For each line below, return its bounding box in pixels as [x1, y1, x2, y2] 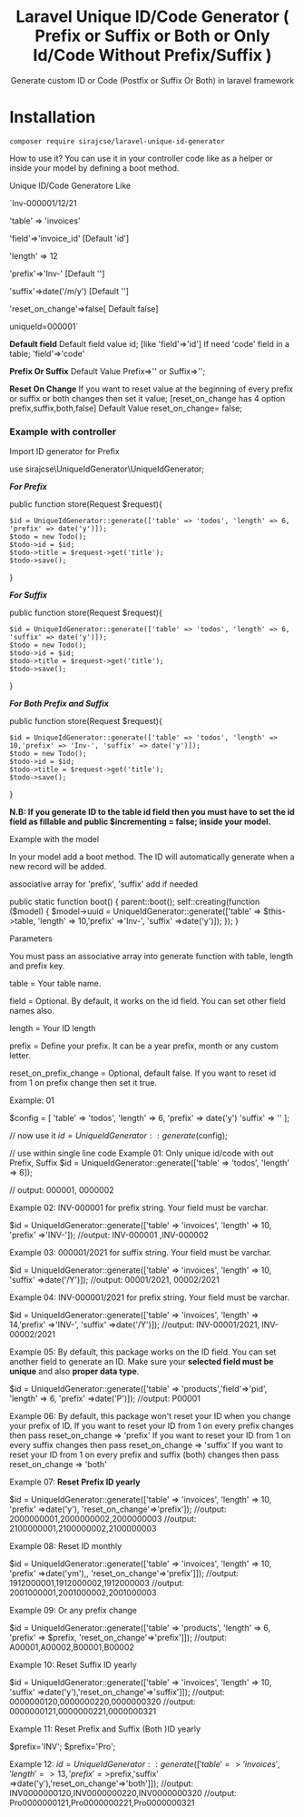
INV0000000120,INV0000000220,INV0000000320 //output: [9, 1788, 238, 1799]
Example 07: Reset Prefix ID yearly [9, 1476, 141, 1487]
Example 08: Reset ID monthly [9, 1541, 123, 1552]
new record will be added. [9, 861, 107, 872]
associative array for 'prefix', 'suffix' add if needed [9, 879, 198, 889]
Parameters [9, 933, 53, 944]
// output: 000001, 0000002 [9, 1185, 115, 1196]
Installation [9, 107, 96, 128]
